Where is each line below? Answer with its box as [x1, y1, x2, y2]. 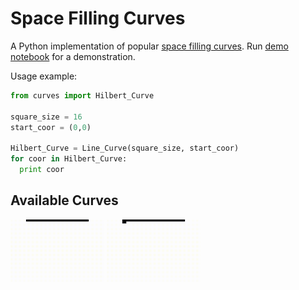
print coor [19, 165, 65, 175]
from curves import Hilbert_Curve [10, 90, 155, 101]
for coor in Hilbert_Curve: [10, 154, 128, 164]
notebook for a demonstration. [10, 50, 136, 62]
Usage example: [10, 70, 78, 82]
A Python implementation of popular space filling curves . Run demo [10, 40, 289, 52]
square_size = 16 [10, 112, 83, 122]
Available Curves [10, 192, 119, 209]
